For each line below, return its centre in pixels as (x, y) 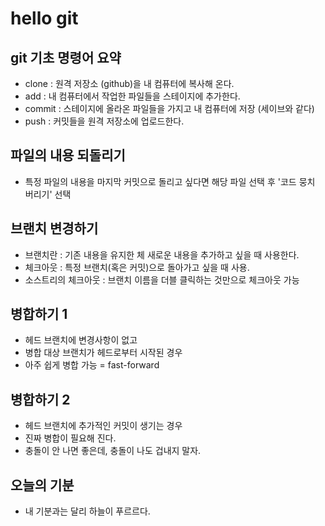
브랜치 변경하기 (54, 228)
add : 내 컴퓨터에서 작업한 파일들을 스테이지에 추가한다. (132, 96)
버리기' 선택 (48, 194)
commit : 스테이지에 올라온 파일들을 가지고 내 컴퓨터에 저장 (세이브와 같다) (169, 108)
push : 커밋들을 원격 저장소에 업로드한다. (104, 121)
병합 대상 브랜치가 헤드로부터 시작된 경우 (103, 353)
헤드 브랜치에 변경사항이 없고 (81, 340)
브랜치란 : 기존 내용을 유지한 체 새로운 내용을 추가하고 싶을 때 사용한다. (162, 254)
